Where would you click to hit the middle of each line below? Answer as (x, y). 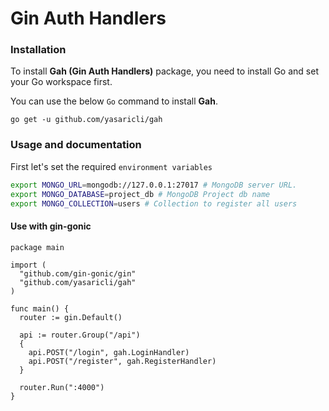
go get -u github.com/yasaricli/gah (86, 120)
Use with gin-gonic (51, 226)
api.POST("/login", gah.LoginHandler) (109, 352)
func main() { (40, 308)
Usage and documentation (76, 145)
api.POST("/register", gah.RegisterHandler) (122, 361)
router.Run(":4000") (62, 387)
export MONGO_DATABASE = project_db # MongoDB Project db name (140, 194)
